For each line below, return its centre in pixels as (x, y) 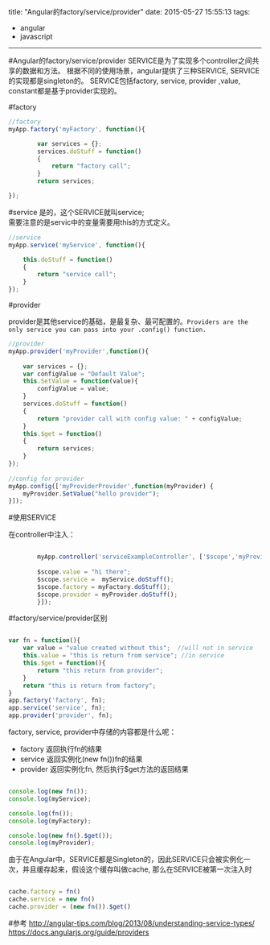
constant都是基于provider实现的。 (65, 91)
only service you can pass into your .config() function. (107, 330)
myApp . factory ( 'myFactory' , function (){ (77, 129)
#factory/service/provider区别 (58, 618)
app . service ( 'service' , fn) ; (57, 708)
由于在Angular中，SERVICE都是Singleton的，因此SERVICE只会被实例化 (126, 860)
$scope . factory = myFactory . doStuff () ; (104, 586)
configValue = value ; (74, 389)
